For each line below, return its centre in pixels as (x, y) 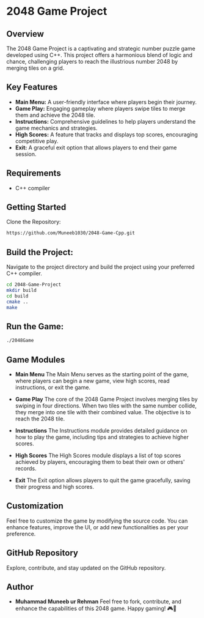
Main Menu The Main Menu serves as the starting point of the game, (102, 374)
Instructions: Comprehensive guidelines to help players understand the (105, 121)
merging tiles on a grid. (35, 68)
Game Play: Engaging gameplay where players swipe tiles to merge (100, 108)
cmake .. (17, 302)
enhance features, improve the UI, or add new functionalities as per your (97, 527)
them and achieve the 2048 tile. (55, 115)
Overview (25, 34)
